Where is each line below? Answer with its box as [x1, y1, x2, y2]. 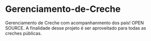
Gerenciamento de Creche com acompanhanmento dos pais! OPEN [5, 20, 144, 26]
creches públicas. [5, 30, 42, 36]
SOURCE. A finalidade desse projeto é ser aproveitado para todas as [5, 25, 146, 31]
